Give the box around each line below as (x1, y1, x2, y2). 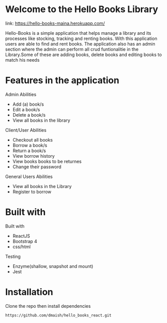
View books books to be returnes (12, 158, 82, 164)
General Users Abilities (5, 173, 53, 179)
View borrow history (12, 153, 55, 159)
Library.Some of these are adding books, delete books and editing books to (5, 52, 162, 58)
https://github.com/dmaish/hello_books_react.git (5, 312, 112, 318)
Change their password (12, 163, 62, 170)
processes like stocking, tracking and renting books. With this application (5, 35, 157, 41)
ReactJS (12, 233, 30, 239)
